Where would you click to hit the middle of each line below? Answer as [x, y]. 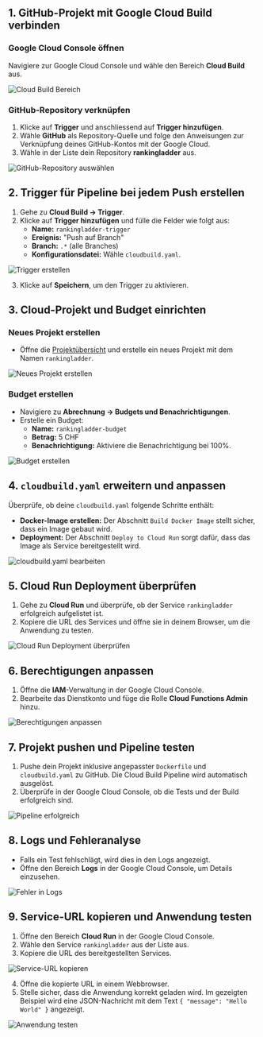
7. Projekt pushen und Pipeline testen [102, 747]
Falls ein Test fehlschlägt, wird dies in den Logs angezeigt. [115, 859]
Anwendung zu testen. [56, 630]
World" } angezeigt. [52, 1009]
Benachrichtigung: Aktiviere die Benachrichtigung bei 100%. [131, 445]
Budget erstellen [41, 394]
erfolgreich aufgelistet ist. [61, 613]
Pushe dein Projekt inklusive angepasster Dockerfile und [113, 767]
